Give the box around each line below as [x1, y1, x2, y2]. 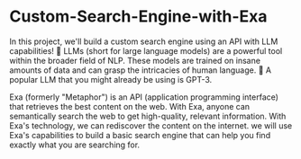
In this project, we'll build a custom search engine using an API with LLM [9, 36, 278, 47]
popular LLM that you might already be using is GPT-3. [9, 74, 213, 84]
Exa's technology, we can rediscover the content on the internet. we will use [9, 119, 293, 131]
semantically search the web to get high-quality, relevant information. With [9, 110, 287, 121]
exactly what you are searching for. [9, 139, 141, 150]
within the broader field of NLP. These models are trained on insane [9, 55, 261, 66]
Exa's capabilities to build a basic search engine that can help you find [9, 129, 271, 140]
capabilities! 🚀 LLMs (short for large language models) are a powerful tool [9, 45, 283, 56]
